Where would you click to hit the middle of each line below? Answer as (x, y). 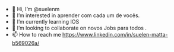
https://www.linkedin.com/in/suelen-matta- (115, 35)
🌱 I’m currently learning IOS (45, 22)
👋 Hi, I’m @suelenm (36, 9)
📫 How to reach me (36, 35)
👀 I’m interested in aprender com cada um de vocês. (76, 15)
